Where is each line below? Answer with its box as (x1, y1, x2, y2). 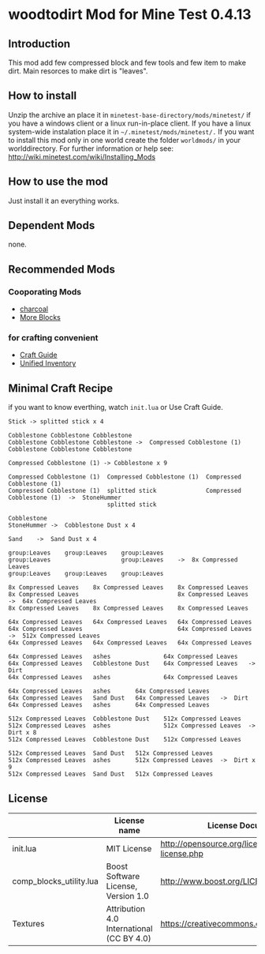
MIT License (106, 843, 152, 854)
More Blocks (19, 313, 61, 322)
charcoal (19, 304, 49, 314)
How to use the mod (8, 175, 109, 189)
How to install (8, 89, 77, 103)
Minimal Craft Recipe (8, 381, 114, 395)
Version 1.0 (106, 891, 150, 902)
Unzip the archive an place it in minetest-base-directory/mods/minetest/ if (8, 110, 251, 119)
